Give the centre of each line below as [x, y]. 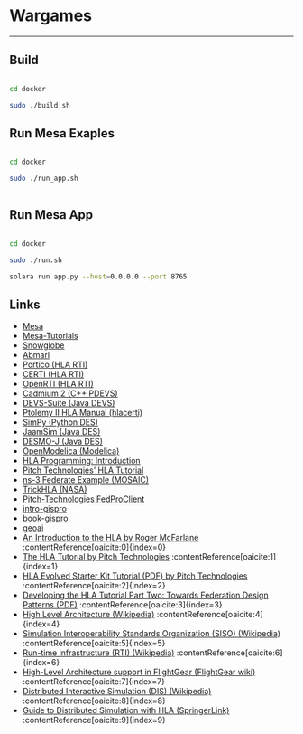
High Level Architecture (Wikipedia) [88, 615]
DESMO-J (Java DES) [63, 442]
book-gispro [46, 518]
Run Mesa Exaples [62, 133]
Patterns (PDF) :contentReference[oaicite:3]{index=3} [122, 605]
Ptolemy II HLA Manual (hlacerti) [82, 413]
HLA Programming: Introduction [82, 461]
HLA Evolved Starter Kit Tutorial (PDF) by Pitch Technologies [135, 576]
